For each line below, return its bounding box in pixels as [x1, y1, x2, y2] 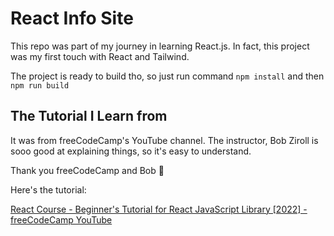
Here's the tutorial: [10, 183, 87, 196]
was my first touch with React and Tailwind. [10, 50, 190, 62]
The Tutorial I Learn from [10, 108, 168, 125]
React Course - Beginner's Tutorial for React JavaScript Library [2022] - [10, 203, 308, 215]
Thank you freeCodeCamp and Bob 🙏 [10, 164, 165, 176]
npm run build [10, 80, 70, 91]
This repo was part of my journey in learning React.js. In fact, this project [10, 40, 310, 52]
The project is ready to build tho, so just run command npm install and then [10, 70, 325, 82]
